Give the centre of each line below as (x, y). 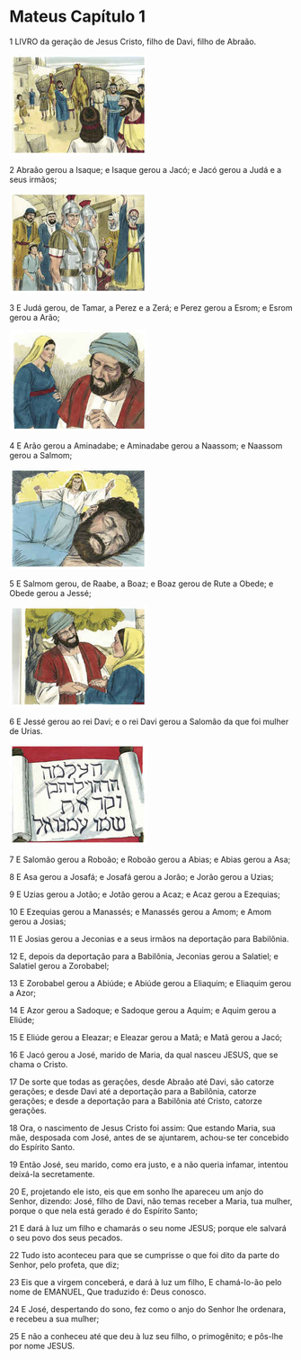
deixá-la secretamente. (52, 1174)
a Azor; (22, 993)
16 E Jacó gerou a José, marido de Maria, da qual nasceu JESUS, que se (144, 1055)
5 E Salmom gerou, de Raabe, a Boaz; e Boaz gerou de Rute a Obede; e (142, 584)
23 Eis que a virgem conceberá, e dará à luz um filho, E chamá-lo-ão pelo (146, 1282)
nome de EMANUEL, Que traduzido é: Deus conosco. (108, 1292)
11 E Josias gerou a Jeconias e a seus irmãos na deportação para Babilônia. (149, 938)
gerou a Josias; (38, 921)
